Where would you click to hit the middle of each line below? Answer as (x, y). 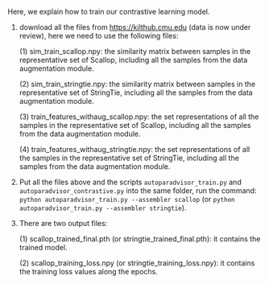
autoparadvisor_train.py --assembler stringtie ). (103, 208)
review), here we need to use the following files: (99, 36)
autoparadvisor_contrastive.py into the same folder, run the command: (138, 191)
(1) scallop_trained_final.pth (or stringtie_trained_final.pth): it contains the (140, 239)
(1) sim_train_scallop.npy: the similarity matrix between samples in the (135, 51)
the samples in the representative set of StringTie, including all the (129, 158)
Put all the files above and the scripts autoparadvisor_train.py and (130, 182)
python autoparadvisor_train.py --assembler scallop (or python (127, 199)
